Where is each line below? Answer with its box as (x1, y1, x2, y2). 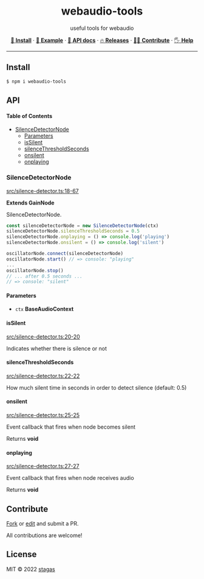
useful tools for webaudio (70, 24, 134, 32)
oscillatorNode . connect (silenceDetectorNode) (6, 251, 123, 257)
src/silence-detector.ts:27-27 (6, 463, 80, 470)
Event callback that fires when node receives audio (6, 474, 135, 482)
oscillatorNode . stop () (6, 267, 64, 273)
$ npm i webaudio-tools (6, 78, 67, 85)
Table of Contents (6, 112, 53, 119)
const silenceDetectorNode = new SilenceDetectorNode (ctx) (6, 222, 159, 229)
